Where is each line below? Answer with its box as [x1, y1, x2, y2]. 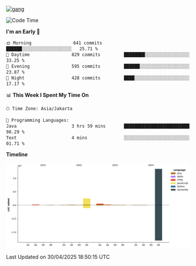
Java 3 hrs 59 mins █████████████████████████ [6, 123, 190, 129]
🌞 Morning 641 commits [6, 40, 102, 46]
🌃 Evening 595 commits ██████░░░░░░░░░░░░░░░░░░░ [6, 64, 190, 69]
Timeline [6, 151, 28, 157]
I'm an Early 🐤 [6, 28, 40, 35]
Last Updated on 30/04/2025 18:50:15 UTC [6, 254, 110, 261]
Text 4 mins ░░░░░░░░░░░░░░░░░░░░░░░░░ [6, 135, 190, 141]
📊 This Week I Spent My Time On [6, 92, 89, 99]
